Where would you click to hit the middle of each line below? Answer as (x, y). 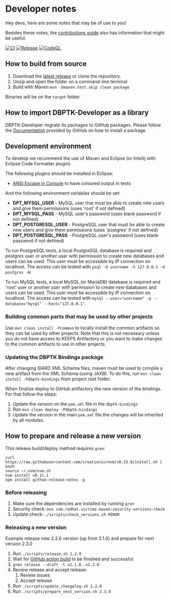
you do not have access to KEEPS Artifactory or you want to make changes (84, 338)
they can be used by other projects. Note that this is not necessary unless (82, 333)
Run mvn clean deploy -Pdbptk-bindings (55, 409)
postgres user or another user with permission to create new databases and (84, 256)
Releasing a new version (36, 527)
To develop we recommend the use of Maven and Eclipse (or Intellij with (80, 158)
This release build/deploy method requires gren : (55, 448)
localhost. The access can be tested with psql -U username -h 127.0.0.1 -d (85, 267)
